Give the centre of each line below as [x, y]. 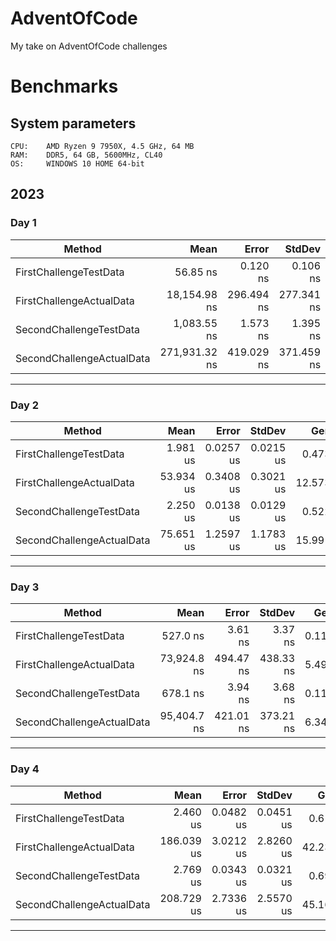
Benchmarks [64, 86]
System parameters [73, 123]
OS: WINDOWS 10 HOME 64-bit [77, 163]
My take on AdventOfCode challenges [89, 46]
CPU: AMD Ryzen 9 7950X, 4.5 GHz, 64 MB [102, 146]
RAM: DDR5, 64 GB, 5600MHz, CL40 [86, 155]
